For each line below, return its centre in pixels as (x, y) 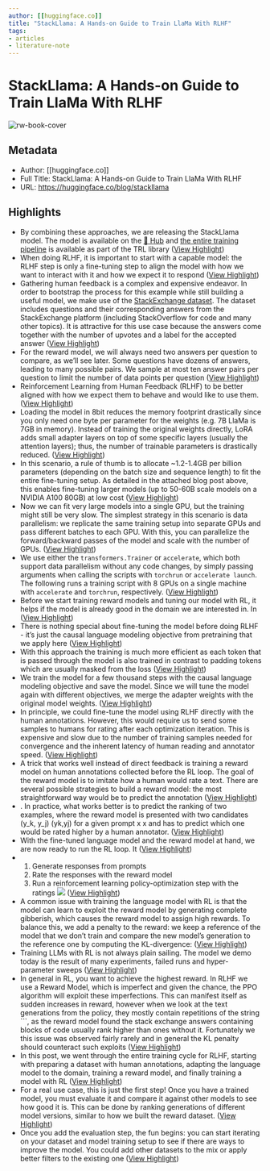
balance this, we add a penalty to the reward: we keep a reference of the (140, 927)
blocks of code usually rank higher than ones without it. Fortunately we (137, 1030)
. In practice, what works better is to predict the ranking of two (123, 806)
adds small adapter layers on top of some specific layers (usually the (134, 437)
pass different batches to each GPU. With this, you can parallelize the (135, 531)
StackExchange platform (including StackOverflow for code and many (135, 317)
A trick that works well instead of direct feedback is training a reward (134, 763)
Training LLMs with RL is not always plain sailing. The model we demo (135, 952)
